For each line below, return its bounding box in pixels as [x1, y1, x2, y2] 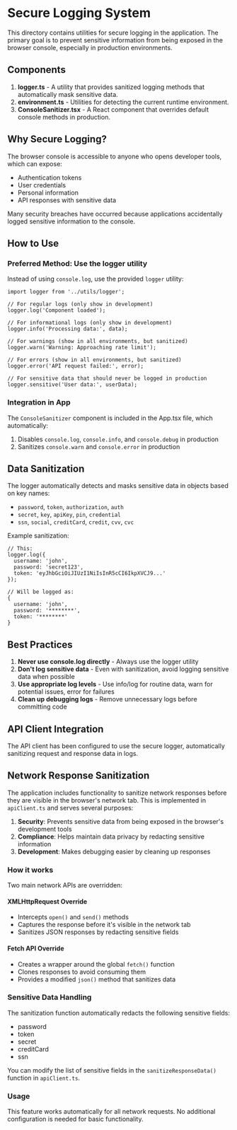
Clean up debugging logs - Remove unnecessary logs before [17, 695, 197, 704]
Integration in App [7, 397, 71, 407]
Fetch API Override [7, 944, 64, 953]
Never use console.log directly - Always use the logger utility [17, 658, 200, 666]
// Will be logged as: [7, 588, 74, 595]
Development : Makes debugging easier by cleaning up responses [17, 847, 211, 856]
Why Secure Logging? [7, 133, 108, 146]
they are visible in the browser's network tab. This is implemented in [7, 796, 207, 804]
